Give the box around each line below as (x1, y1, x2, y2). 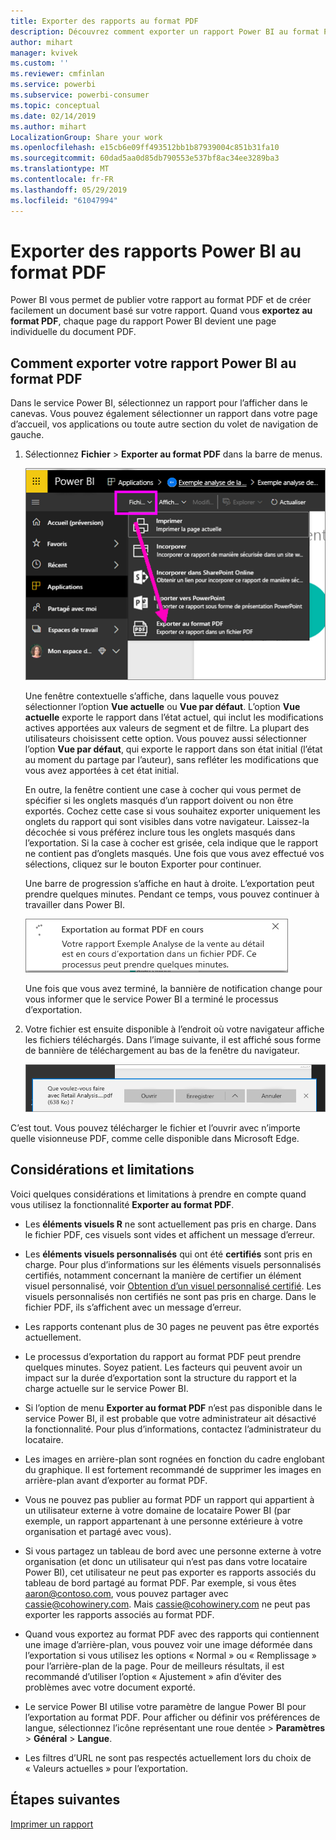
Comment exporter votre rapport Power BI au (10, 355, 297, 372)
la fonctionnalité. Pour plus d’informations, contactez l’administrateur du (24, 1423, 322, 1435)
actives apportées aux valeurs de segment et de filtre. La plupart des (24, 721, 310, 734)
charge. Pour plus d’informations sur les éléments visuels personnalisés (24, 1258, 322, 1270)
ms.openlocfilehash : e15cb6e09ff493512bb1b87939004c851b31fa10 (10, 143, 280, 153)
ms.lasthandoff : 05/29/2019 (10, 185, 128, 195)
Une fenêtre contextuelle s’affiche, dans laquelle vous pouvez (24, 690, 280, 702)
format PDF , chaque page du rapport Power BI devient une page (10, 315, 277, 327)
